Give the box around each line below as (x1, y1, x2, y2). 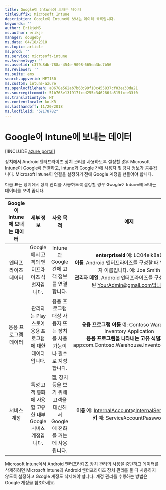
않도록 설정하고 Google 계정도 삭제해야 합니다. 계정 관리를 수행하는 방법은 (5, 473, 148, 479)
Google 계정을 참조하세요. (5, 479, 56, 485)
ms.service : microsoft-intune (5, 53, 68, 59)
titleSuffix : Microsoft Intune (5, 12, 70, 17)
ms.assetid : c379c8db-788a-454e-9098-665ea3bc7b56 (5, 62, 112, 67)
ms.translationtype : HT (5, 95, 54, 100)
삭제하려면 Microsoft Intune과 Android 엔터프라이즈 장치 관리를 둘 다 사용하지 (5, 467, 156, 473)
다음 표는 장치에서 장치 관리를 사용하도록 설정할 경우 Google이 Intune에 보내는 (5, 182, 157, 187)
